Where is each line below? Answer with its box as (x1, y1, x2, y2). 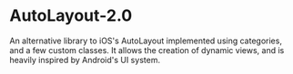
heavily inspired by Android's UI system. (9, 54, 161, 65)
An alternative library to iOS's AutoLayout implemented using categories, (9, 35, 282, 46)
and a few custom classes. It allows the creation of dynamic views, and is (9, 44, 285, 55)
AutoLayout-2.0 (9, 5, 133, 26)
